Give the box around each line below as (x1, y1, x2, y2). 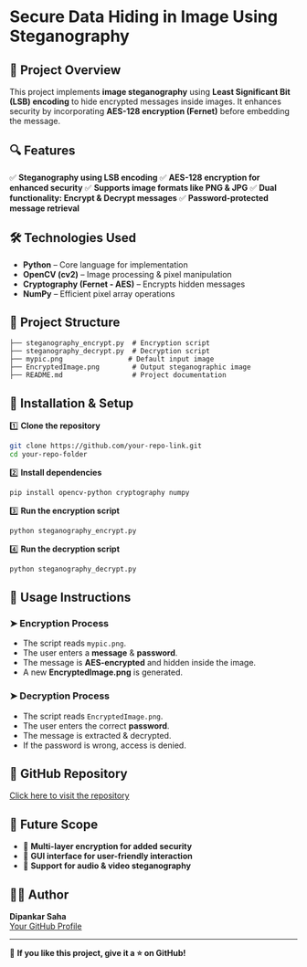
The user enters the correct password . (22, 720, 170, 731)
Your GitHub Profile (9, 920, 82, 932)
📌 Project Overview (9, 62, 122, 78)
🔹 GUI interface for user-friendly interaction (22, 851, 194, 862)
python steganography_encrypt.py (9, 526, 137, 535)
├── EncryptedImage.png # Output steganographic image (9, 363, 251, 372)
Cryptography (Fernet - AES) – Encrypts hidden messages (22, 279, 246, 289)
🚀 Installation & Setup (9, 395, 134, 411)
